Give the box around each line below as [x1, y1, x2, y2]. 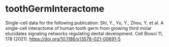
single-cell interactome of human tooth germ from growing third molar [5, 25, 152, 31]
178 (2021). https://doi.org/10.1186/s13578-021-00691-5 [5, 36, 121, 42]
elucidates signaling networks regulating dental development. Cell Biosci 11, [5, 30, 163, 36]
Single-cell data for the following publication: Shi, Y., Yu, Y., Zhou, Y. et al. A [5, 20, 164, 26]
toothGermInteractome [5, 3, 105, 15]
